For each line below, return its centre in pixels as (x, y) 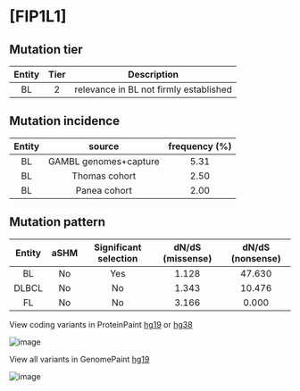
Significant (117, 247)
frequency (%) (200, 146)
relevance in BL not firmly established (153, 89)
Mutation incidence (65, 121)
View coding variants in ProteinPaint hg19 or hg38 (101, 324)
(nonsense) (256, 258)
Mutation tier (46, 50)
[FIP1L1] (38, 17)
